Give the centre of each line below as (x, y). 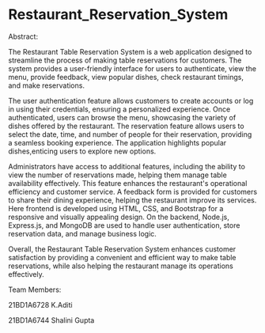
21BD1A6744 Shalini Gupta (51, 320)
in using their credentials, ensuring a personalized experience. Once (119, 109)
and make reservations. (47, 85)
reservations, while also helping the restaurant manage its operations (121, 266)
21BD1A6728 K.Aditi (40, 305)
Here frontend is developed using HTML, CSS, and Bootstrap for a (116, 208)
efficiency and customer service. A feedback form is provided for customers (133, 191)
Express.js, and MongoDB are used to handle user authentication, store (124, 225)
